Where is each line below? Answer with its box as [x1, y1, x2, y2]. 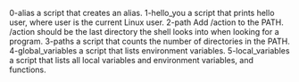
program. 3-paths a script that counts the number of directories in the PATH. [9, 36, 290, 46]
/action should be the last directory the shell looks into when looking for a [9, 27, 279, 37]
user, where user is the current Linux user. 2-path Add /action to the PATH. [9, 17, 284, 28]
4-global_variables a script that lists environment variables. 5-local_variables [9, 45, 290, 56]
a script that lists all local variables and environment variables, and [9, 55, 254, 65]
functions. [9, 64, 46, 75]
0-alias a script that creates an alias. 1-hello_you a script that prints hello [9, 8, 275, 18]
